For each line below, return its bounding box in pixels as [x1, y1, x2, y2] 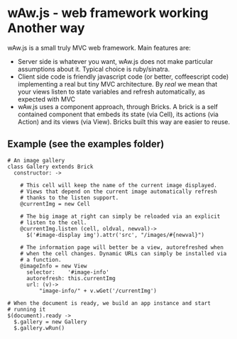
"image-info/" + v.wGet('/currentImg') [38, 287, 158, 294]
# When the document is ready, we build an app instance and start [7, 299, 211, 306]
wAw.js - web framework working [7, 5, 209, 21]
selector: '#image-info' [26, 268, 110, 276]
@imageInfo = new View [20, 262, 87, 269]
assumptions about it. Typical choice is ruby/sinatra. [17, 65, 170, 73]
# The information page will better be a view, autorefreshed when [20, 243, 224, 251]
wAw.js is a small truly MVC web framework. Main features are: [7, 43, 192, 52]
